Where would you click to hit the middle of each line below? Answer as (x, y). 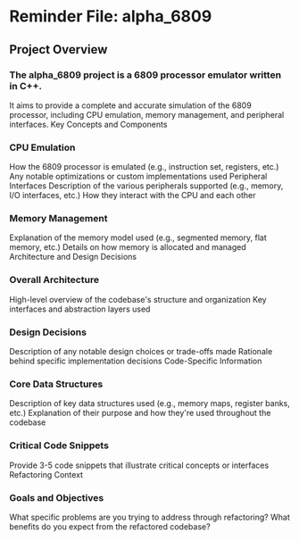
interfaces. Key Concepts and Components (88, 124)
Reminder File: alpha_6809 (111, 17)
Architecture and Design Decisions (73, 257)
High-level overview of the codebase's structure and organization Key (138, 299)
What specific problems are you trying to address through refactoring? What (149, 517)
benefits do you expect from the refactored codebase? (110, 526)
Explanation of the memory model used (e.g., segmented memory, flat (138, 237)
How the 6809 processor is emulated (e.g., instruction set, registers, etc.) (144, 167)
